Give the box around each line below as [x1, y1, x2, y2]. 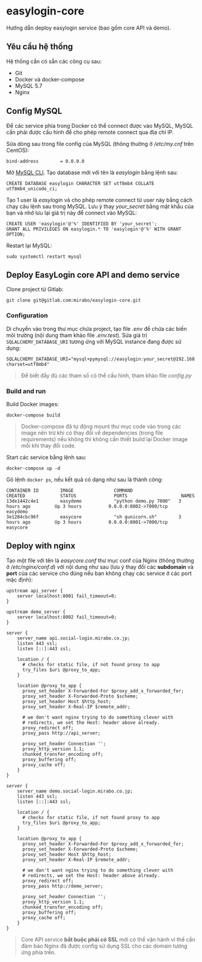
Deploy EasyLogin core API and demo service [6, 269, 180, 280]
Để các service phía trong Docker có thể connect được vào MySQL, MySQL [6, 122, 194, 129]
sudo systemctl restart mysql [6, 253, 82, 260]
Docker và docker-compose [14, 75, 85, 83]
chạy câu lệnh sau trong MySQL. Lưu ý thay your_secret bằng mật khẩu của [6, 203, 194, 210]
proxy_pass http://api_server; [22, 730, 101, 736]
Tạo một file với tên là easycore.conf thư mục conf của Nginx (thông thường [6, 556, 194, 564]
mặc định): [6, 576, 33, 583]
